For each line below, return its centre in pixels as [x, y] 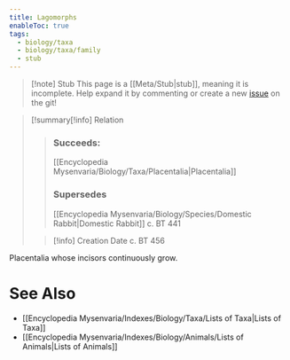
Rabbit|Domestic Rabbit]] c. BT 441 [117, 223]
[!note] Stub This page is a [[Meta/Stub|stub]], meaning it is [140, 84]
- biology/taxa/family [59, 51]
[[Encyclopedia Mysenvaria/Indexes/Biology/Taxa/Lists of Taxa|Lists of [152, 318]
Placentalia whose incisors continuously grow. [94, 257]
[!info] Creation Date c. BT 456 [109, 240]
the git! [44, 102]
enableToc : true [39, 26]
